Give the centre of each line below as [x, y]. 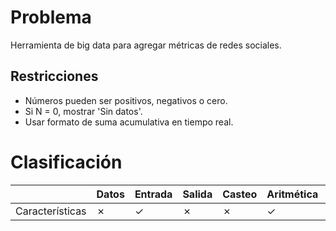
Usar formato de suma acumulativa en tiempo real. [129, 122]
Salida [197, 194]
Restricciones [54, 76]
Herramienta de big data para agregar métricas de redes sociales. [146, 45]
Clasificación [66, 162]
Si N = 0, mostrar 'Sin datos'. [83, 111]
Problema [51, 17]
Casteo [240, 194]
